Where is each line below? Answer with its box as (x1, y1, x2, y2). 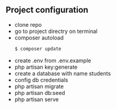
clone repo (14, 21, 42, 28)
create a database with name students (14, 69, 111, 77)
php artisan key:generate (14, 63, 78, 71)
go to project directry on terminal (14, 27, 98, 35)
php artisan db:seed (14, 89, 65, 96)
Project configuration (5, 5, 89, 15)
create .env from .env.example (14, 57, 91, 64)
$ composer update (14, 46, 62, 52)
